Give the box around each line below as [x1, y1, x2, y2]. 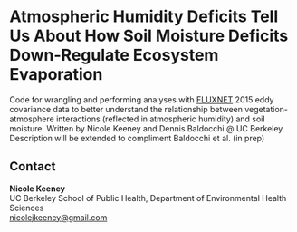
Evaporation [9, 64, 103, 85]
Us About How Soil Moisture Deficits [9, 25, 289, 46]
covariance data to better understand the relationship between [9, 103, 243, 114]
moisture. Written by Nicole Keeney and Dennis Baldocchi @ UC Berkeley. [9, 122, 285, 133]
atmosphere [9, 113, 54, 124]
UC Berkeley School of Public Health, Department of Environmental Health [9, 192, 287, 203]
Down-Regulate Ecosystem [9, 45, 219, 65]
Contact [9, 159, 56, 174]
